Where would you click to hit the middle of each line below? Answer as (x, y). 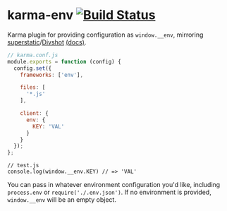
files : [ (33, 88)
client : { (35, 114)
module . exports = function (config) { (64, 61)
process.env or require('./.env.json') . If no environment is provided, (109, 192)
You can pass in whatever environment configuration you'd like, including (114, 185)
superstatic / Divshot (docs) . (47, 42)
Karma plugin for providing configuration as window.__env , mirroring (105, 35)
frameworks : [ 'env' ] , (51, 75)
